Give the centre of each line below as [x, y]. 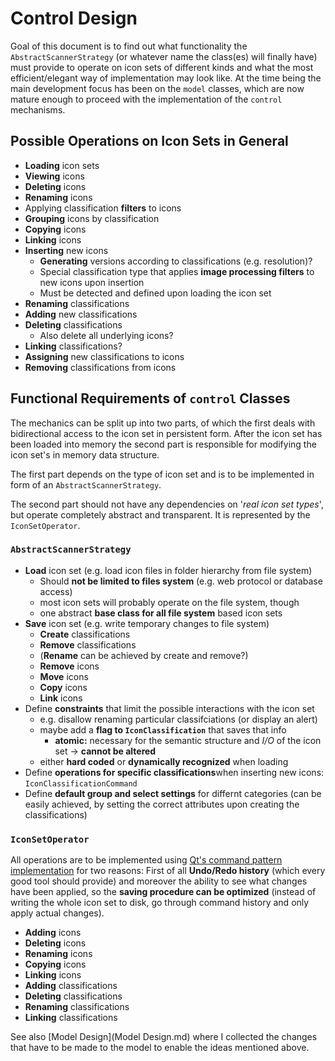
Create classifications [85, 634]
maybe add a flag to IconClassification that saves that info [163, 729]
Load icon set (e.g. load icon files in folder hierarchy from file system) [168, 570]
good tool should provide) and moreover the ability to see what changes [159, 881]
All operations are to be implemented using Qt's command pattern [146, 860]
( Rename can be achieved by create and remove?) [144, 655]
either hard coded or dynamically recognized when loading [164, 761]
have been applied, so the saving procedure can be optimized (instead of [163, 892]
